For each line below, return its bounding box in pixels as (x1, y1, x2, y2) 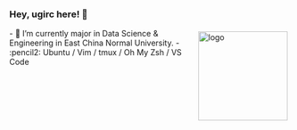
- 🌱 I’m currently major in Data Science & (9, 28, 159, 39)
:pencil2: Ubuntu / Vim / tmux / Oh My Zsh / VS (9, 47, 183, 58)
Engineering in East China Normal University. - (9, 37, 180, 48)
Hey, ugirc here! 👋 (9, 8, 88, 20)
